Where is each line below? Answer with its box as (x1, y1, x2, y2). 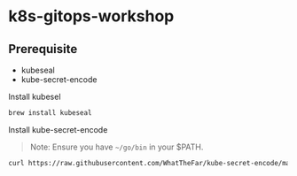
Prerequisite (8, 42, 78, 57)
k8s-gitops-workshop (8, 6, 175, 27)
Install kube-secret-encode (8, 124, 108, 134)
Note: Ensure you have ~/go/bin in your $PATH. (29, 142, 204, 152)
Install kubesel (8, 91, 61, 102)
